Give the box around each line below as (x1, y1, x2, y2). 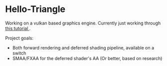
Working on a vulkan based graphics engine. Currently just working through (5, 20, 161, 26)
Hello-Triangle (5, 3, 66, 15)
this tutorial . (5, 25, 31, 31)
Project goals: (5, 35, 34, 41)
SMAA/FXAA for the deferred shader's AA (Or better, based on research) (12, 55, 163, 61)
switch (12, 50, 26, 56)
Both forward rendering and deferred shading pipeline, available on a (12, 44, 155, 50)
